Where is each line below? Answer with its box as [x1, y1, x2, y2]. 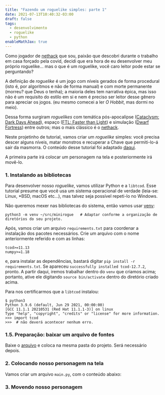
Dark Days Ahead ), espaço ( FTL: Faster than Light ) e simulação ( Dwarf [5, 119, 149, 125]
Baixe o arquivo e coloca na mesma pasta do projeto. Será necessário [5, 342, 147, 348]
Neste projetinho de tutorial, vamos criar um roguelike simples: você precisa [5, 134, 160, 140]
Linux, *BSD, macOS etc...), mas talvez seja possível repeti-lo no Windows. [5, 193, 158, 199]
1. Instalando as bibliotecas [5, 171, 71, 178]
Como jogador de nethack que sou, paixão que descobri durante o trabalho [5, 53, 159, 59]
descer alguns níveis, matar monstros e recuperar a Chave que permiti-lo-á [5, 139, 159, 145]
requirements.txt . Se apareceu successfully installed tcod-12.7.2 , [5, 263, 146, 269]
